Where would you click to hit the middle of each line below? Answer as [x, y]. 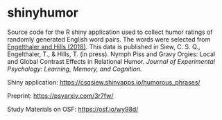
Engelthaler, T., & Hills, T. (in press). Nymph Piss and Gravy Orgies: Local [111, 54]
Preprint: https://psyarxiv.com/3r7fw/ [60, 96]
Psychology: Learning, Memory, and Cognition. [75, 69]
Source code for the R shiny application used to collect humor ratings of [110, 32]
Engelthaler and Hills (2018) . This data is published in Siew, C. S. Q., [104, 46]
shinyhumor [43, 13]
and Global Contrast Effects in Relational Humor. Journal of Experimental [111, 61]
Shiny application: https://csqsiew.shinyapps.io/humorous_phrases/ [104, 82]
